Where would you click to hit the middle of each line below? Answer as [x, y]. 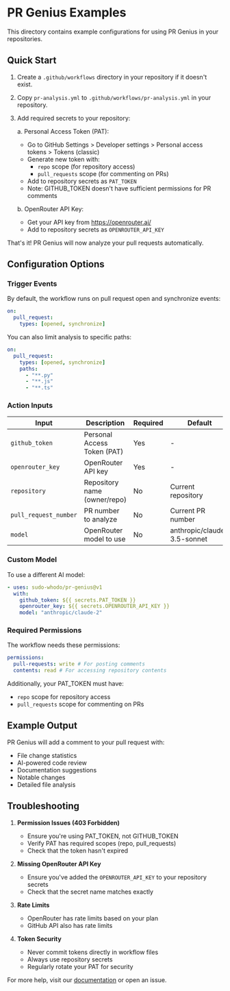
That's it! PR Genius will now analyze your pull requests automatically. [105, 243]
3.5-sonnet [189, 539]
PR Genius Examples [67, 13]
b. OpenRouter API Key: [50, 209]
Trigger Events [32, 284]
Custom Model [32, 560]
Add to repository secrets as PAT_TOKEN [82, 181]
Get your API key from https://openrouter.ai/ [89, 222]
